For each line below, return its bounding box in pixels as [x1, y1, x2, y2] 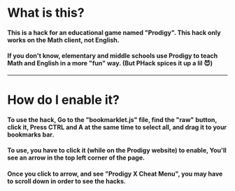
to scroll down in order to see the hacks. [7, 176, 126, 185]
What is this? [7, 5, 85, 21]
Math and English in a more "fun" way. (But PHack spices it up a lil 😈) [7, 59, 213, 68]
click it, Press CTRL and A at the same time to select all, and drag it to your [7, 123, 227, 131]
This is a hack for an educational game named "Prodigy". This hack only [7, 28, 222, 36]
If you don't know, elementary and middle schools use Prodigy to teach [7, 52, 218, 60]
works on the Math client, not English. [7, 36, 120, 44]
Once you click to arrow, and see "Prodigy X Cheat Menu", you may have [7, 169, 223, 178]
